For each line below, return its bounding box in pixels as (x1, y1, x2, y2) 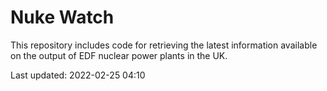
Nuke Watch (10, 6, 115, 29)
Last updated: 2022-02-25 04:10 (10, 69, 146, 81)
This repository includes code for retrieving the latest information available (10, 39, 318, 51)
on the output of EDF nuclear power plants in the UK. (10, 49, 228, 61)
